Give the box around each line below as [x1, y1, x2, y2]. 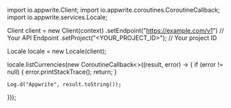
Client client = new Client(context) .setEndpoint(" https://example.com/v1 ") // [7, 27, 224, 34]
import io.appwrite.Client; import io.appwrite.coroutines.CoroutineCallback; [7, 6, 221, 14]
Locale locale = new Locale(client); [7, 47, 107, 55]
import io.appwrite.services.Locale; [7, 13, 108, 21]
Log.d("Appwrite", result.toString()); [7, 81, 122, 88]
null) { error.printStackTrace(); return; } [7, 68, 117, 76]
